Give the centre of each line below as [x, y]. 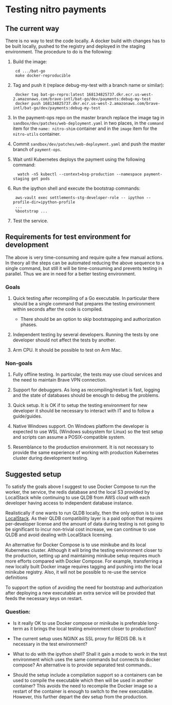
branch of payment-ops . [37, 149]
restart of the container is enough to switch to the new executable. [83, 691]
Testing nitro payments [56, 10]
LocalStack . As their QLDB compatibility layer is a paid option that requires [84, 518]
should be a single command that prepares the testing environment [84, 304]
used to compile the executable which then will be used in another [83, 680]
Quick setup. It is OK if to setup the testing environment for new [80, 405]
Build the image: [30, 62]
